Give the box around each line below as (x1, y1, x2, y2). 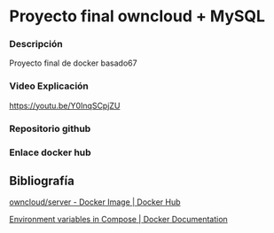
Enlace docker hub (9, 146, 91, 159)
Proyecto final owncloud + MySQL (9, 6, 266, 27)
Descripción (9, 38, 64, 50)
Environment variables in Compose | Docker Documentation (9, 214, 228, 225)
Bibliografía (9, 174, 75, 189)
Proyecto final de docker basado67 (9, 58, 137, 68)
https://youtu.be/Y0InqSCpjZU (9, 100, 121, 111)
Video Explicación (9, 80, 89, 92)
